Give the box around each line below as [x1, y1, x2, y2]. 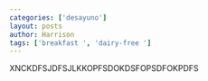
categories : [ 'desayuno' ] [9, 13, 107, 22]
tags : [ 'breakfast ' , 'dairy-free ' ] [9, 38, 152, 48]
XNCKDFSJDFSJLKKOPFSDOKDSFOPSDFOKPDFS [9, 63, 199, 74]
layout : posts [9, 22, 63, 31]
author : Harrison [9, 30, 75, 39]
